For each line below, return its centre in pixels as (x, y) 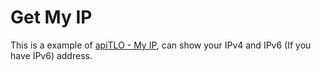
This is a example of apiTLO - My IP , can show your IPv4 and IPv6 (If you (161, 45)
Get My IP (51, 17)
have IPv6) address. (51, 55)
